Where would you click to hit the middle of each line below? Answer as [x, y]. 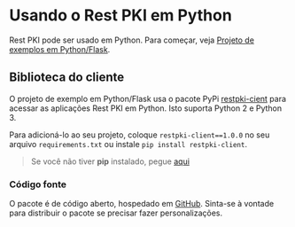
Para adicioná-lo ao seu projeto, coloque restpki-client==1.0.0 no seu [140, 135]
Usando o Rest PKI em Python [120, 16]
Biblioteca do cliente [67, 78]
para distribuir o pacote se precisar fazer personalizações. [116, 213]
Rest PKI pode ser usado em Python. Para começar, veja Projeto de [132, 40]
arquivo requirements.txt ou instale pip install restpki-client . [128, 144]
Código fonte [38, 184]
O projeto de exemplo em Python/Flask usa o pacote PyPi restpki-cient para [147, 98]
